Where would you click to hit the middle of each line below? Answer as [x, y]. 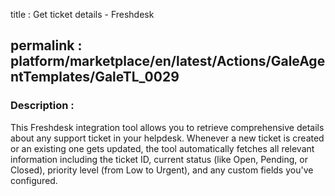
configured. [34, 180]
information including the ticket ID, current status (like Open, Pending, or [159, 159]
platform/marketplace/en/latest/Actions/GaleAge [168, 61]
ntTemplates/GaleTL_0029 [95, 77]
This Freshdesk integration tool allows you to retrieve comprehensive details [167, 127]
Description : [42, 106]
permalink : [46, 45]
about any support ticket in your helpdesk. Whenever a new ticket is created [167, 138]
